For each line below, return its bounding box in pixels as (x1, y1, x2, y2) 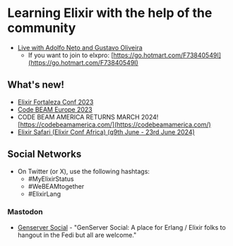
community (7, 20, 76, 36)
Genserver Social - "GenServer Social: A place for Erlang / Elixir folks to (17, 223, 226, 231)
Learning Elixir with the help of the (7, 5, 213, 21)
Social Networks (7, 148, 82, 160)
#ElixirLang (28, 189, 61, 198)
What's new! (7, 79, 65, 91)
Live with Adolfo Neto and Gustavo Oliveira (17, 43, 143, 52)
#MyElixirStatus (28, 175, 74, 183)
